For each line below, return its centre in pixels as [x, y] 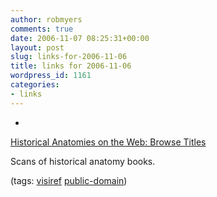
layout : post [37, 47]
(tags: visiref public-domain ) [69, 180]
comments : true [42, 29]
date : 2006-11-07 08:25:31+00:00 [80, 38]
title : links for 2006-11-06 [71, 66]
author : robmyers [46, 19]
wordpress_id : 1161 [51, 76]
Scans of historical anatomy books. [83, 161]
